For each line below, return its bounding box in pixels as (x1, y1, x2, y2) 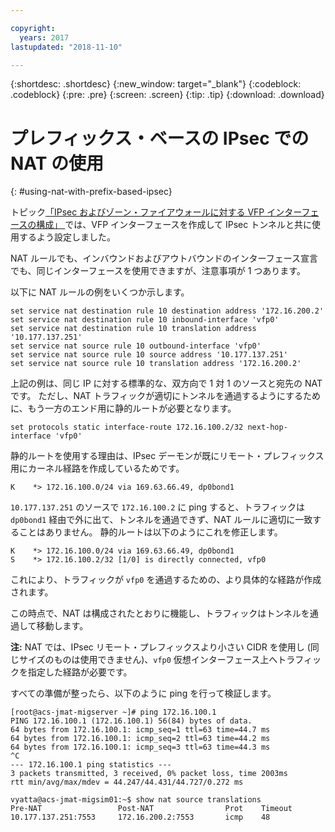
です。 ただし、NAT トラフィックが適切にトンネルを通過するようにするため (10, 390, 322, 402)
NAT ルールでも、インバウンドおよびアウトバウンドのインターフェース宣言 (10, 252, 319, 265)
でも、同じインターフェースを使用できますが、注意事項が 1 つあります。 (10, 265, 306, 277)
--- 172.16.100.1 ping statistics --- (10, 760, 172, 770)
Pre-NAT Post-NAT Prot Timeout (10, 804, 293, 814)
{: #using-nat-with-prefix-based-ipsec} (10, 186, 173, 198)
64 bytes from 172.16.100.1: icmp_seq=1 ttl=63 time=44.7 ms (10, 725, 271, 735)
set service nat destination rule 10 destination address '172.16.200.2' (10, 306, 325, 316)
